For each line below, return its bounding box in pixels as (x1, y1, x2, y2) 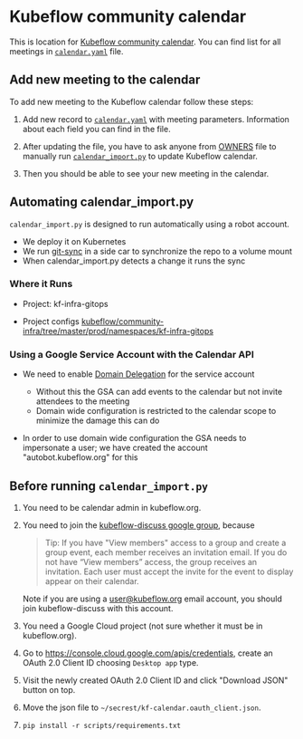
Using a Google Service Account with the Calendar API (9, 348, 255, 360)
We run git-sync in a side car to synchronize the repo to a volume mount (22, 245, 292, 256)
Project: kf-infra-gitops (22, 298, 109, 309)
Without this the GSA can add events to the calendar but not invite (35, 387, 283, 398)
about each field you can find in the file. (22, 123, 171, 134)
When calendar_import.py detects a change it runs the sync (22, 255, 246, 266)
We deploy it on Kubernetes (22, 235, 127, 246)
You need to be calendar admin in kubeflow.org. (22, 502, 202, 513)
